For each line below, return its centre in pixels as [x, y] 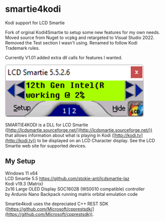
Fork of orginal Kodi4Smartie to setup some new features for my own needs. [82, 32]
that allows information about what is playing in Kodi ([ [60, 135]
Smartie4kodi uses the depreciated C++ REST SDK [57, 204]
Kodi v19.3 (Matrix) [24, 184]
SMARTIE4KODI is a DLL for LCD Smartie [47, 125]
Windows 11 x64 [21, 173]
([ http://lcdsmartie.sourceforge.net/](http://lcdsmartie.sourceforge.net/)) [79, 130]
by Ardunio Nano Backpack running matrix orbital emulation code [71, 194]
